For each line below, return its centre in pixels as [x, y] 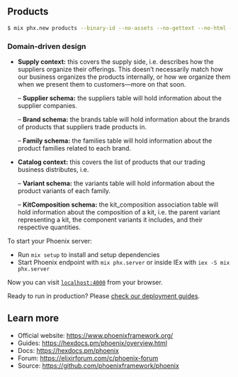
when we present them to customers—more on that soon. [102, 84]
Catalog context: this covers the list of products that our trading [111, 162]
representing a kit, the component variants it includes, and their [110, 219]
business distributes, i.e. [53, 169]
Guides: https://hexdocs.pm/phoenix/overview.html [92, 343]
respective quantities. [49, 227]
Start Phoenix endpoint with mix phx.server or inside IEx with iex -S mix [124, 262]
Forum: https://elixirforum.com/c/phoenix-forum [88, 358]
